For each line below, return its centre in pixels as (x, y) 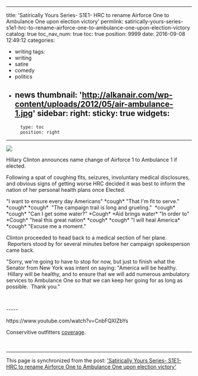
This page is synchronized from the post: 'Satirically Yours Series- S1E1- (94, 360)
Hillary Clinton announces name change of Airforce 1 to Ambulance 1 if (92, 159)
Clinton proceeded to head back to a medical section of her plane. (86, 237)
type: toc (32, 127)
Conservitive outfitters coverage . (46, 332)
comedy (25, 70)
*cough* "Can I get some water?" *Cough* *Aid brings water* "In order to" (98, 214)
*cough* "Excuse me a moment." (46, 226)
